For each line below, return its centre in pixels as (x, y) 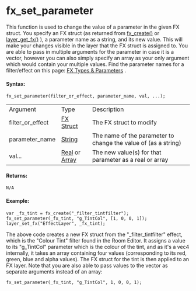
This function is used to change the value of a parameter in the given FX (93, 27)
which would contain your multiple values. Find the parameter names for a (95, 64)
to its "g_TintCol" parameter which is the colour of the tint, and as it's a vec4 (98, 247)
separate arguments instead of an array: (54, 271)
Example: (18, 200)
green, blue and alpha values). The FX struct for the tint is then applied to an (98, 259)
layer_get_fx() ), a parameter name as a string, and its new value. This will (94, 39)
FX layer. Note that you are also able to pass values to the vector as (87, 265)
